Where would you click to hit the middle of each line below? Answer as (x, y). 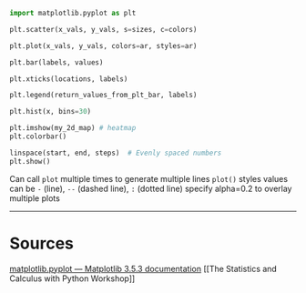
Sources (42, 243)
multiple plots (35, 198)
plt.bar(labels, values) (56, 62)
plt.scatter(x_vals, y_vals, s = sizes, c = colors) (103, 29)
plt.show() (30, 161)
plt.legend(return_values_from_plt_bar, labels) (103, 96)
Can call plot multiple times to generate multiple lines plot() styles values (149, 178)
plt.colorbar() (38, 136)
